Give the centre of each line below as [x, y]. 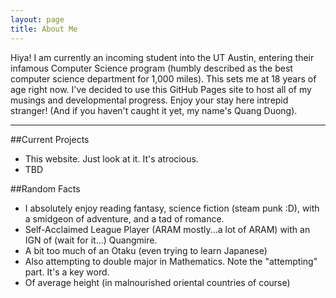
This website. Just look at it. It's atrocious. [111, 158]
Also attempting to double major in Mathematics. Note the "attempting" [171, 261]
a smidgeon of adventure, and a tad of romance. [124, 218]
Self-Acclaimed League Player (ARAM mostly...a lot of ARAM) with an [167, 229]
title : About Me [44, 29]
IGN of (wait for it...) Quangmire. [91, 240]
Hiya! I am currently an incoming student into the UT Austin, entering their [162, 57]
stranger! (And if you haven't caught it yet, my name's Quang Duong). [154, 110]
